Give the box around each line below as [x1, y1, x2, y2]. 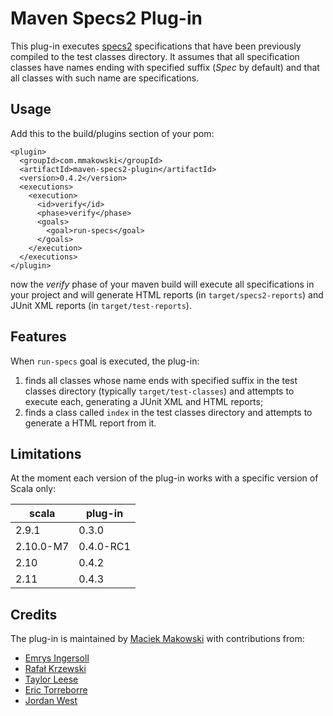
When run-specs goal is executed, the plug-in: [10, 355, 200, 367]
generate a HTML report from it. [24, 417, 157, 429]
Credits [10, 606, 58, 623]
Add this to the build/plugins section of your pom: [10, 127, 215, 139]
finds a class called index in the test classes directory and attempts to [24, 406, 313, 418]
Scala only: [10, 483, 57, 495]
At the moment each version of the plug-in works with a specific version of [10, 472, 319, 484]
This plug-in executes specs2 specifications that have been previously [10, 40, 302, 52]
